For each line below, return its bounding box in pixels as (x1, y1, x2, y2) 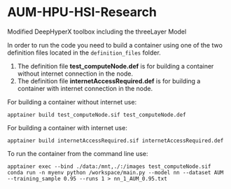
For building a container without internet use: (7, 97, 137, 106)
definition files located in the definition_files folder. (7, 48, 161, 57)
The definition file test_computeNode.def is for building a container (17, 62, 214, 70)
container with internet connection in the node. (17, 84, 153, 92)
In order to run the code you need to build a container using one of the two (7, 41, 223, 49)
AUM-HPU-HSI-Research (7, 4, 157, 20)
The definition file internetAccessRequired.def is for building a (17, 76, 201, 85)
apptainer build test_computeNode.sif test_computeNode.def (7, 111, 187, 118)
